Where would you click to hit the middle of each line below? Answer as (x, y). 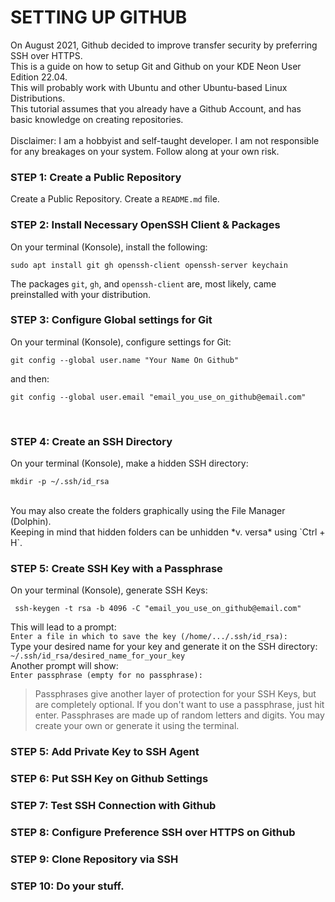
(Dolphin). (31, 522)
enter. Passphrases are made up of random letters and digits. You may (179, 715)
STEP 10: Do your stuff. (67, 886)
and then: (30, 378)
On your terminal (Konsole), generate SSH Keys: (109, 590)
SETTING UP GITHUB (99, 17)
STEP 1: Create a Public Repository (96, 177)
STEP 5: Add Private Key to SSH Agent (105, 752)
